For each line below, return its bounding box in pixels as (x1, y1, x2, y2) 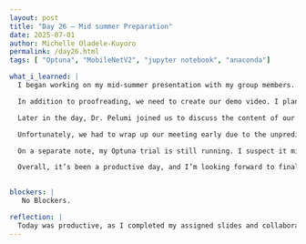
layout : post (9, 13, 59, 23)
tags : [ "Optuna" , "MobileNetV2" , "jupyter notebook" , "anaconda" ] (9, 56, 271, 65)
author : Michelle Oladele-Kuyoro (9, 38, 137, 48)
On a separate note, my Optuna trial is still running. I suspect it (17, 147, 287, 156)
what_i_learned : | (9, 72, 79, 82)
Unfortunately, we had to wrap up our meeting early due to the (17, 129, 267, 139)
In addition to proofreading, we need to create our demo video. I (17, 97, 280, 106)
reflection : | (9, 212, 64, 221)
